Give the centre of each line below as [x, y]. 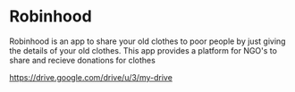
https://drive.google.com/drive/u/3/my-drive [91, 77]
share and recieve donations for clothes [83, 60]
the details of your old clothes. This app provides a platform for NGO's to [143, 50]
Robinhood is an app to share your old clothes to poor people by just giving [147, 41]
